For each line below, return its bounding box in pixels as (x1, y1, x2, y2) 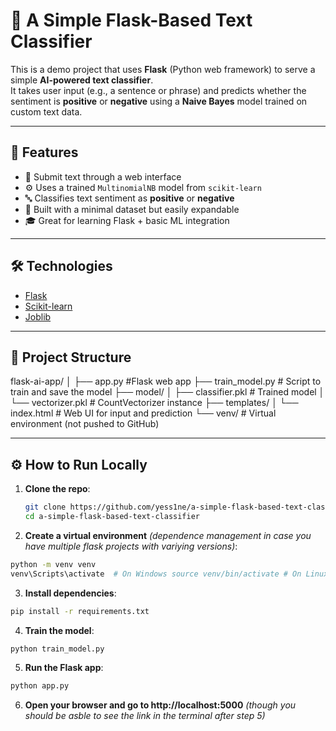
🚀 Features (10, 144, 79, 161)
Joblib (24, 310, 52, 323)
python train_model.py (10, 644, 105, 654)
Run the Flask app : (24, 662, 104, 674)
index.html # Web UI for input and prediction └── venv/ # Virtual (10, 407, 277, 419)
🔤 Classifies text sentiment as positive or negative (24, 192, 235, 204)
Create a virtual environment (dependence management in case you (24, 529, 312, 541)
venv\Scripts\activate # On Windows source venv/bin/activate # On (10, 569, 302, 579)
